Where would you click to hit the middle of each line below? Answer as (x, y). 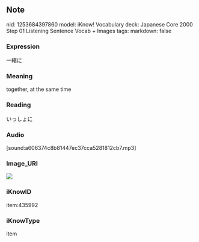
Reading (19, 105)
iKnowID (19, 192)
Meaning (20, 76)
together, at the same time (39, 89)
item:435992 (22, 205)
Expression (23, 46)
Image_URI (22, 163)
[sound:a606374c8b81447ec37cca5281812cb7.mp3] (71, 148)
